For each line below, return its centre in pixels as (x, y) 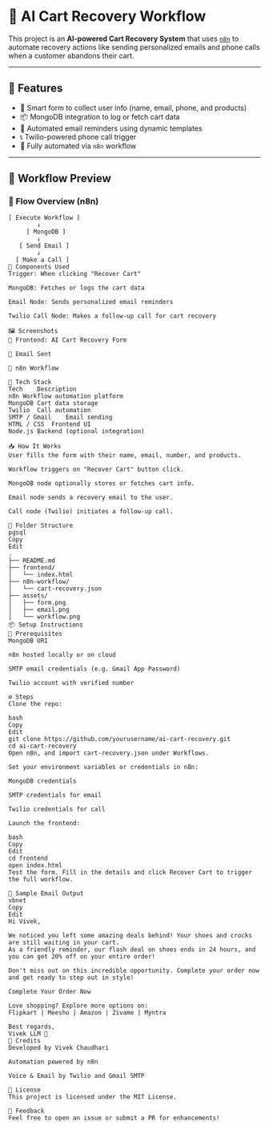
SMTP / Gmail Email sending (60, 417)
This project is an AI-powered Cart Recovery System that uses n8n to (124, 38)
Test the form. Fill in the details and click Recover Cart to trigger (130, 873)
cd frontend (28, 859)
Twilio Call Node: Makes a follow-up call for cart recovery (112, 316)
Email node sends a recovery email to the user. (91, 498)
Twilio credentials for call (57, 809)
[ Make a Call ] (42, 260)
